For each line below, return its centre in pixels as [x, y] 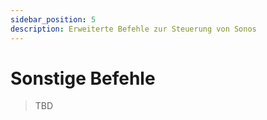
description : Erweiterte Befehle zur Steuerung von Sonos [133, 29]
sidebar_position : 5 [53, 19]
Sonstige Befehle [83, 78]
